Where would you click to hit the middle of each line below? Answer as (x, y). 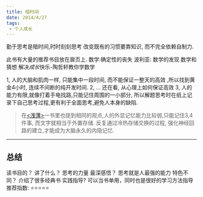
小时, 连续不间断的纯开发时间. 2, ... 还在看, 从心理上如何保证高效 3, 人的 (103, 88)
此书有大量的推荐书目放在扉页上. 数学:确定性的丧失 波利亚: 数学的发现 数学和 (101, 60)
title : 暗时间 (23, 12)
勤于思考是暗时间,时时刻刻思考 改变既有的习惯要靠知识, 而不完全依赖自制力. (100, 47)
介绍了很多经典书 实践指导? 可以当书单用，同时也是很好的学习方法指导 (105, 180)
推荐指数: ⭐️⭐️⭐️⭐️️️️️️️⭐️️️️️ (28, 188)
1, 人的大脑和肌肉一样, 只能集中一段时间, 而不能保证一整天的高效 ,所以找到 (98, 80)
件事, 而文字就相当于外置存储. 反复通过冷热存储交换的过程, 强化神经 (105, 123)
